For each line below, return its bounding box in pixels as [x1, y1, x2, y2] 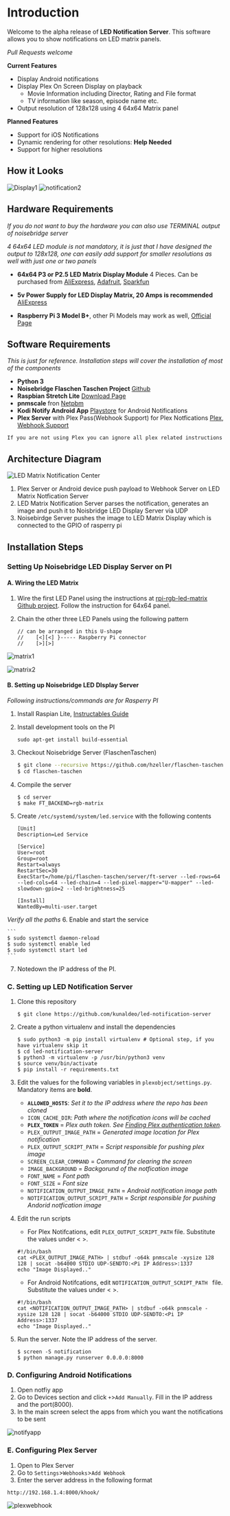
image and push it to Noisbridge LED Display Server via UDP [16, 506, 188, 515]
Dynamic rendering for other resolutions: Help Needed [16, 137, 172, 146]
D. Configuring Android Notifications [7, 1370, 133, 1379]
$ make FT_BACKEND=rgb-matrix [16, 799, 104, 807]
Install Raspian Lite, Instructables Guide [16, 709, 129, 717]
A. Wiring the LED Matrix [7, 579, 79, 587]
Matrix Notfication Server [16, 492, 89, 500]
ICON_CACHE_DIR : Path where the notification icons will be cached [27, 1113, 211, 1122]
